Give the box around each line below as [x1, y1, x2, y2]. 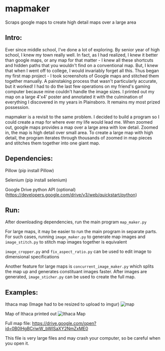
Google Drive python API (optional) [5, 186, 76, 192]
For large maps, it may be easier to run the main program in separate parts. [5, 229, 158, 235]
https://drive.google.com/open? [32, 320, 97, 326]
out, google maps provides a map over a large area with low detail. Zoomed [5, 124, 159, 130]
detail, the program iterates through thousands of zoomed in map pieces [5, 135, 152, 140]
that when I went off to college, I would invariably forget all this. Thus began [5, 68, 159, 73]
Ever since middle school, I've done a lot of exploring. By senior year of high [5, 46, 160, 52]
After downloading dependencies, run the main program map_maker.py [5, 219, 147, 225]
